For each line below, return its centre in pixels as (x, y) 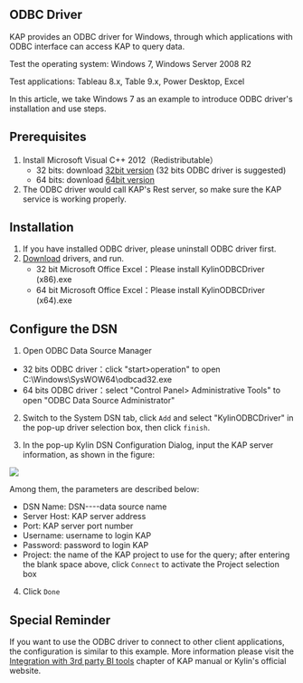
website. (25, 671)
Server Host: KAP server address (84, 517)
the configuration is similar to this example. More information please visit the (151, 651)
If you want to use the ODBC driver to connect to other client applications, (147, 642)
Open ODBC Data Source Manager (87, 351)
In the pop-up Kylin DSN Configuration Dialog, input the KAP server (148, 445)
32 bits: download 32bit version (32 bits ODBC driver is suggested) (161, 170)
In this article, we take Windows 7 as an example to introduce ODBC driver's (151, 99)
